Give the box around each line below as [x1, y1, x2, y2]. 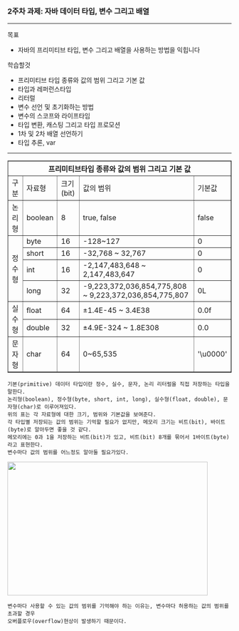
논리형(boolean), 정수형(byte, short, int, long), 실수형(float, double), [7, 396, 221, 404]
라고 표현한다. [7, 441, 43, 448]
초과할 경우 [7, 610, 36, 617]
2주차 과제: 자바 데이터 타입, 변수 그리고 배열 [7, 6, 149, 16]
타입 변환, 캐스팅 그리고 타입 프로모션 [17, 120, 121, 129]
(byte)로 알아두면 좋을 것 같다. [7, 426, 92, 434]
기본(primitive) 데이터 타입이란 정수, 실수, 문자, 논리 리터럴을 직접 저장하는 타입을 [7, 381, 230, 388]
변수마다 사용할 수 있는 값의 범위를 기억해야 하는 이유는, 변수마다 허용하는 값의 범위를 [7, 602, 229, 610]
